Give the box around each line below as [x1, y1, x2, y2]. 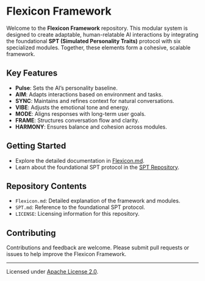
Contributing [6, 227, 56, 238]
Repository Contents [6, 181, 87, 191]
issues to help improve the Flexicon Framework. [6, 251, 127, 258]
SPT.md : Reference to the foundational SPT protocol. [15, 204, 145, 211]
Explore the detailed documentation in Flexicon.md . [15, 157, 145, 164]
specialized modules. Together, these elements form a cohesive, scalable [6, 44, 191, 51]
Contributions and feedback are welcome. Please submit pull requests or [6, 244, 190, 251]
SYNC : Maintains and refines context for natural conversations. [15, 97, 175, 104]
